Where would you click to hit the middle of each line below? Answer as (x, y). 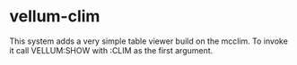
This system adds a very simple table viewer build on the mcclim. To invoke (149, 41)
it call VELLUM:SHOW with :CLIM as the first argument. (111, 50)
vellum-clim (55, 16)
